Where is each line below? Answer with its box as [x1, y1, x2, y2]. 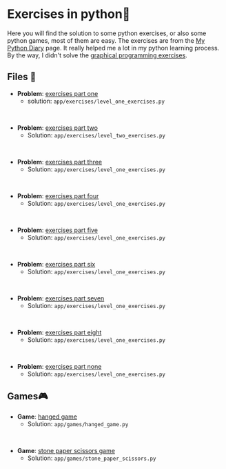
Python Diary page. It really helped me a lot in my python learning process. [7, 44, 220, 52]
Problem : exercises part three [17, 157, 102, 166]
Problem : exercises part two [17, 124, 99, 132]
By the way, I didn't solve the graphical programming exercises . [7, 51, 187, 59]
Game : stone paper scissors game [17, 446, 116, 454]
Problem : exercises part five [17, 226, 99, 234]
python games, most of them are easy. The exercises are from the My [7, 36, 205, 44]
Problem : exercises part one [17, 89, 99, 97]
